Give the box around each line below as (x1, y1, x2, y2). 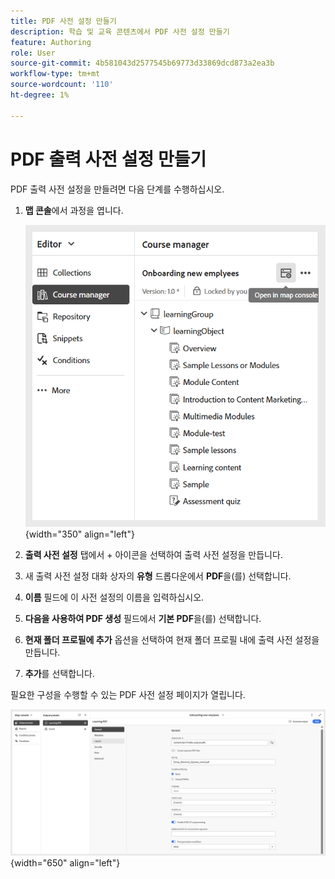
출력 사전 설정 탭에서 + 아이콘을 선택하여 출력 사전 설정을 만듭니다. (24, 548, 283, 560)
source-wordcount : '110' (10, 80, 114, 90)
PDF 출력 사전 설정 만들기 (10, 148, 207, 170)
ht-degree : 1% (10, 90, 70, 100)
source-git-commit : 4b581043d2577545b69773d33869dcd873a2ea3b (10, 58, 275, 69)
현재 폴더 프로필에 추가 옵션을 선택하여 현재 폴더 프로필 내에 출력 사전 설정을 (24, 633, 320, 645)
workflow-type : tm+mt (10, 69, 101, 79)
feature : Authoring (10, 37, 92, 47)
